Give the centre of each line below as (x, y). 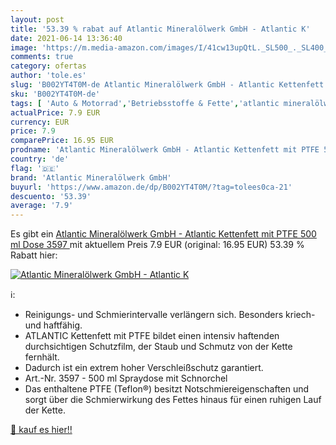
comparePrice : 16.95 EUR (62, 141)
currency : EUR (40, 122)
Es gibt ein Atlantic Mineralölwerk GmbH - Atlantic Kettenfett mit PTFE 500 (163, 234)
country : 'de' (40, 159)
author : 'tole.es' (48, 76)
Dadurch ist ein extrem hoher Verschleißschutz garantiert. (144, 368)
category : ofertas (48, 66)
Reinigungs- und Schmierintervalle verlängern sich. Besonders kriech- (170, 315)
